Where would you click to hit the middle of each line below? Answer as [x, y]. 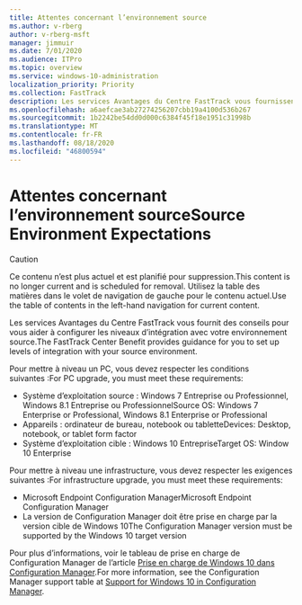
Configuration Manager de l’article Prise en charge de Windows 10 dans [142, 562]
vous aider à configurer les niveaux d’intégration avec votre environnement [148, 332]
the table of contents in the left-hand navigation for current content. [135, 305]
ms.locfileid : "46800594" [58, 151]
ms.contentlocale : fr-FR [56, 135]
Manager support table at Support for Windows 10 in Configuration [133, 582]
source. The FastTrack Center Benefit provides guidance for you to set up [145, 342]
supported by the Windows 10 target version [104, 535]
